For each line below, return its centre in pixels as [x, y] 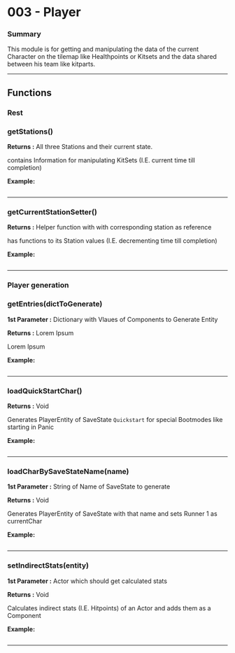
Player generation [38, 286]
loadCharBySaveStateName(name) [68, 471]
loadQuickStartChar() [45, 391]
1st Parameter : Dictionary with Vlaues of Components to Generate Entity [113, 319]
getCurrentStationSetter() [52, 212]
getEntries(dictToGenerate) [55, 304]
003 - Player [44, 12]
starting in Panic [31, 427]
